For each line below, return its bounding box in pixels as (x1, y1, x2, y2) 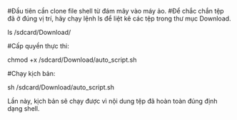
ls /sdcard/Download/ (7, 28, 71, 36)
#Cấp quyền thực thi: (7, 42, 70, 50)
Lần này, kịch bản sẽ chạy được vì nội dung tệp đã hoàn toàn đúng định (7, 97, 218, 105)
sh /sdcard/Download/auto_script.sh (7, 83, 115, 92)
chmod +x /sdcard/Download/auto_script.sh (7, 55, 137, 64)
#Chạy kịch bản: (7, 70, 56, 77)
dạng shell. (7, 104, 40, 113)
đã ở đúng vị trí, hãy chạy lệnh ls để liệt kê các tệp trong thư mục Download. (7, 14, 231, 23)
